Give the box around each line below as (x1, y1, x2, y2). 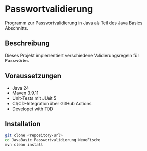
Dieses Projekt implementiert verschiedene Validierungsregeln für (5, 52, 140, 58)
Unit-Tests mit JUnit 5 (12, 95, 57, 101)
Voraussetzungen (5, 72, 62, 80)
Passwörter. (5, 58, 30, 63)
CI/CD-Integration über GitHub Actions (12, 100, 92, 106)
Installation (5, 120, 41, 128)
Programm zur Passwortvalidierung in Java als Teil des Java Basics (5, 20, 143, 26)
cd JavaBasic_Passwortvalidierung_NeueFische (5, 138, 100, 143)
